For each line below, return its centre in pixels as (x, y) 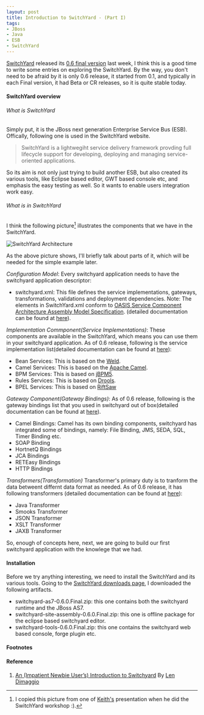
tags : (13, 23)
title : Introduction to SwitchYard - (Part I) (66, 18)
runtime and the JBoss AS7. (49, 608)
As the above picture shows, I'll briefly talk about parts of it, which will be (98, 256)
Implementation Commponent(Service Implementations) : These (86, 330)
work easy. (20, 192)
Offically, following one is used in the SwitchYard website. (78, 136)
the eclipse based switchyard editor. (60, 621)
